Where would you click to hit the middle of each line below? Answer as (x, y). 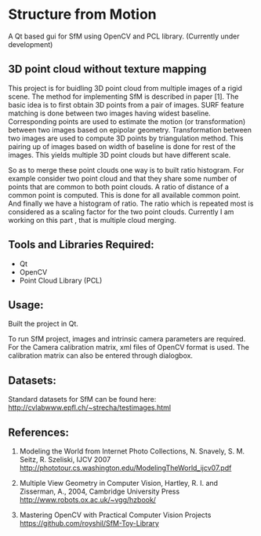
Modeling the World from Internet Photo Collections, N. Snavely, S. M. (132, 451)
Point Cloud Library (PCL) (61, 280)
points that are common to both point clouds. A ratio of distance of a (118, 187)
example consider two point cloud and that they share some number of (123, 178)
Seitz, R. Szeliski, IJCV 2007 (65, 459)
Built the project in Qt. (43, 324)
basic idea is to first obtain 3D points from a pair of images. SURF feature (126, 104)
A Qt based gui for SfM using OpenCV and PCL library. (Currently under (124, 36)
